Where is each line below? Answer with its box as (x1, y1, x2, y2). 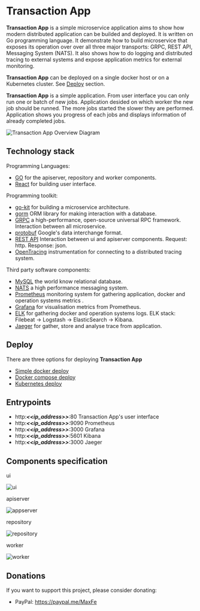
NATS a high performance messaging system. (14, 284, 129, 291)
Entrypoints (6, 397, 51, 407)
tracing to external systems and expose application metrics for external (6, 56, 182, 63)
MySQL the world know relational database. (14, 278, 123, 285)
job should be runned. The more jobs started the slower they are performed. (6, 104, 195, 112)
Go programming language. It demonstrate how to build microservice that (6, 37, 187, 44)
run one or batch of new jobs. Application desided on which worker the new (6, 98, 193, 106)
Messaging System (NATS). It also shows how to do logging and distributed (6, 49, 193, 56)
